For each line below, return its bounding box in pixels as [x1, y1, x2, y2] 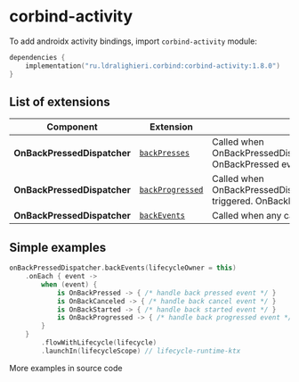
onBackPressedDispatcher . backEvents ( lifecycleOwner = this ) [9, 263, 238, 273]
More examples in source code [9, 362, 123, 373]
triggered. [212, 195, 254, 207]
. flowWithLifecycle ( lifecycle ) [41, 338, 158, 347]
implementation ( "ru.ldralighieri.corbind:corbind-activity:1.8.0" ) [25, 61, 280, 71]
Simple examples [9, 239, 107, 255]
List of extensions [9, 94, 111, 109]
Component [46, 120, 98, 133]
